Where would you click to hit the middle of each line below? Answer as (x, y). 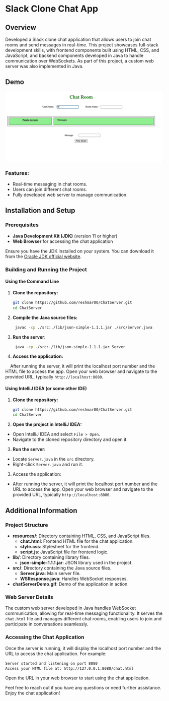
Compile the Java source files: (45, 317)
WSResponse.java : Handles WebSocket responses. (74, 579)
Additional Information (41, 510)
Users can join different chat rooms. (50, 189)
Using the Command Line (32, 281)
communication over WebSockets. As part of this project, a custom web (80, 61)
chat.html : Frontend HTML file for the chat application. (77, 541)
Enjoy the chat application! (33, 693)
